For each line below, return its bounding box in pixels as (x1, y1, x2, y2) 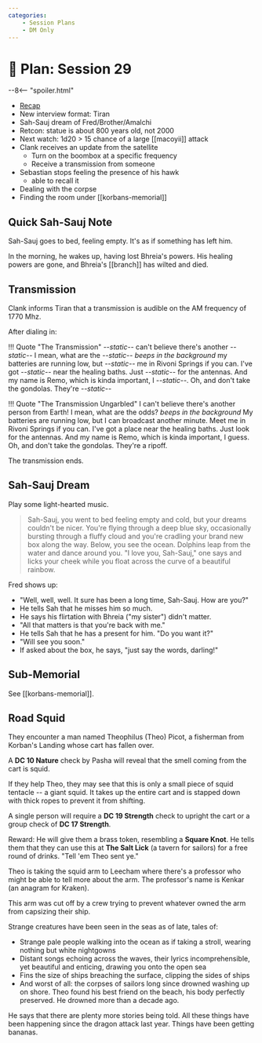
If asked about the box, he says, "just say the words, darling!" (19, 645, 219, 655)
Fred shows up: (8, 580, 59, 589)
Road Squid (8, 711, 66, 724)
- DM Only (22, 26, 55, 34)
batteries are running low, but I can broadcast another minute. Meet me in (8, 415, 246, 425)
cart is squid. (8, 764, 50, 774)
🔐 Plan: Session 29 (8, 60, 132, 78)
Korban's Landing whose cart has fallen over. (8, 741, 155, 750)
